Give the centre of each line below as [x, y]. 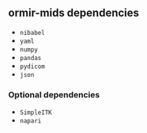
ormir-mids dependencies [74, 13]
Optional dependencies [54, 94]
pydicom [32, 66]
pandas [30, 58]
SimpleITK [36, 113]
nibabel [32, 32]
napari [30, 121]
